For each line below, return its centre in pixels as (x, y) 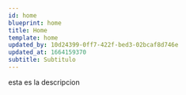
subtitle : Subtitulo (42, 60)
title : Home (28, 30)
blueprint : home (35, 23)
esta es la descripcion (44, 82)
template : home (33, 38)
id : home (23, 15)
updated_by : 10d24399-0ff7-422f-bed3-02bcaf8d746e (93, 45)
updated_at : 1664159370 (47, 52)
